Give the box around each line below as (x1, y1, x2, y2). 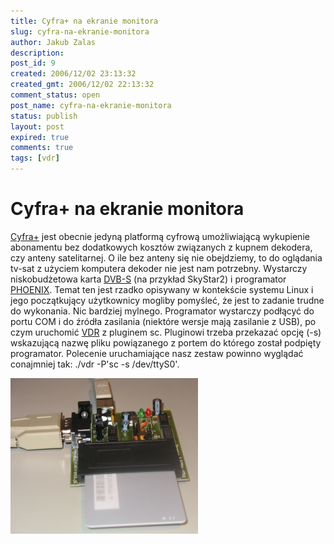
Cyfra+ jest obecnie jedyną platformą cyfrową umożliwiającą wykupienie (10, 230, 310, 242)
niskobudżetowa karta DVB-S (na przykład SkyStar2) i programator (10, 273, 287, 285)
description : (10, 48, 65, 58)
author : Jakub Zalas (10, 37, 97, 47)
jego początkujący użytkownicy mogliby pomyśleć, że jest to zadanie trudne (10, 294, 325, 306)
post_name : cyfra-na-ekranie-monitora (10, 100, 172, 110)
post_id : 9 (10, 58, 56, 69)
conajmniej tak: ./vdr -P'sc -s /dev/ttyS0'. (10, 358, 180, 370)
